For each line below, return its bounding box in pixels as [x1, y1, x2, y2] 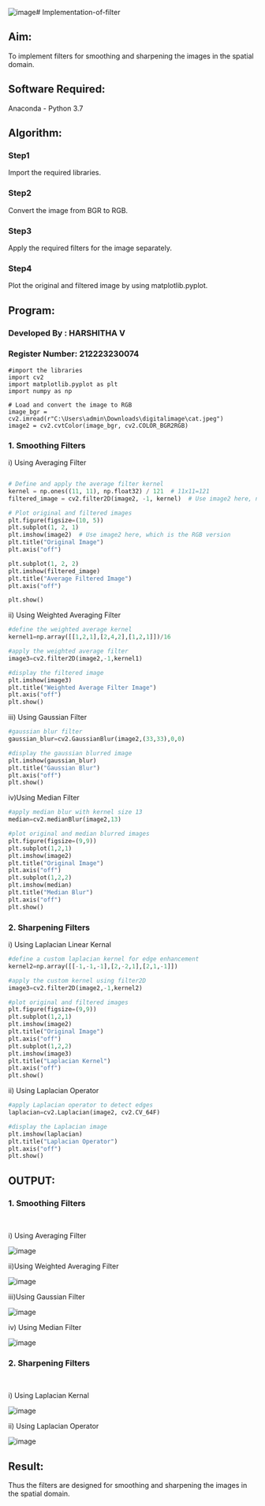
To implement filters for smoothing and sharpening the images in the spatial [8, 51, 254, 61]
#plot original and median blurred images [8, 830, 150, 838]
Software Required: [8, 83, 106, 96]
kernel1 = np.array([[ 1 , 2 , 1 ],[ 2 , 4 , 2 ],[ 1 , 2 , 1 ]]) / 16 [8, 633, 171, 641]
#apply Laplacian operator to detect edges [8, 1101, 154, 1109]
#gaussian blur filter [8, 728, 83, 736]
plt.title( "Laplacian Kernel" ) [8, 1057, 111, 1065]
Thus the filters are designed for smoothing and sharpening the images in [8, 1481, 248, 1490]
